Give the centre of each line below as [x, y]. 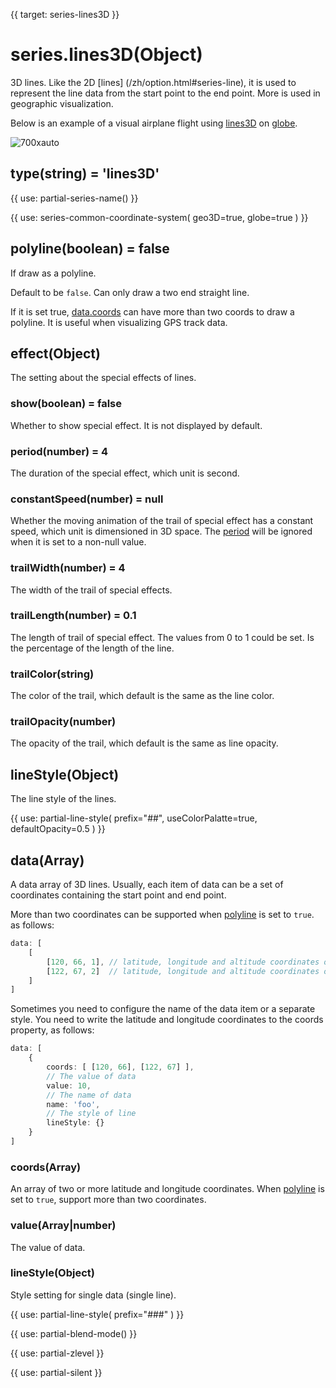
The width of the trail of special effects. [91, 590]
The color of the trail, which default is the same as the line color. [142, 696]
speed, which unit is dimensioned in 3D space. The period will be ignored [161, 531]
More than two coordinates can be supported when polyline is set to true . [162, 915]
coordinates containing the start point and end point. [118, 895]
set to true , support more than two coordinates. [108, 1200]
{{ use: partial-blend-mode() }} [74, 1333]
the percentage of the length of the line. [92, 648]
